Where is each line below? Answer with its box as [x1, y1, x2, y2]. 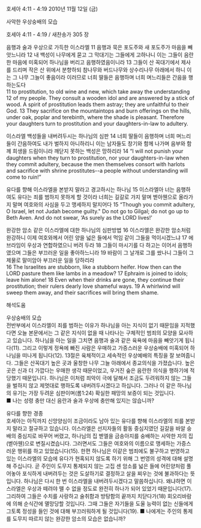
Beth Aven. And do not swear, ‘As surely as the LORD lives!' [6, 214, 153, 221]
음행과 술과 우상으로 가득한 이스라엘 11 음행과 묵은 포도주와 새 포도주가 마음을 [6, 44, 187, 51]
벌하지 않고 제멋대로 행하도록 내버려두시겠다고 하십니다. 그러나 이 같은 [12, 382, 176, 389]
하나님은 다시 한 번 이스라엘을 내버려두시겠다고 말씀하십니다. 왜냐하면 [23, 477, 186, 485]
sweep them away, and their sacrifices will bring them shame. [6, 289, 159, 296]
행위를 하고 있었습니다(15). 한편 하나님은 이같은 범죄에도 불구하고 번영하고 [17, 447, 190, 455]
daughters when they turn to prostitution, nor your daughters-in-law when [6, 154, 190, 161]
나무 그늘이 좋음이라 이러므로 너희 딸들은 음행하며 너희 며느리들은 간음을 [19, 74, 187, 81]
